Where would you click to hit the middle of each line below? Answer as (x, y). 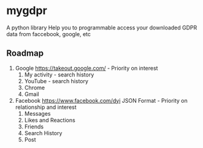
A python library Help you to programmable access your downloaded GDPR (102, 28)
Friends (34, 127)
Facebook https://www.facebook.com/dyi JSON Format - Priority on (101, 100)
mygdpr (27, 11)
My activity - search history (59, 75)
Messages (37, 113)
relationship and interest (46, 107)
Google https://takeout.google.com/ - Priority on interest (86, 68)
